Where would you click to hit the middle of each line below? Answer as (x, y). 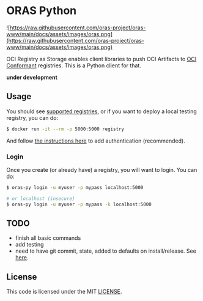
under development (32, 77)
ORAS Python (42, 11)
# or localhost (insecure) (41, 199)
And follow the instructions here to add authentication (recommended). (96, 141)
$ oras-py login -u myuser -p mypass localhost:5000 (75, 187)
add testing (29, 245)
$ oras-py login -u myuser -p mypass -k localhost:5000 (79, 204)
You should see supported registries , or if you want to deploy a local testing (102, 111)
